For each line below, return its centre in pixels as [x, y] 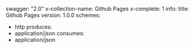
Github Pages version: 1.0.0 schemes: [53, 15]
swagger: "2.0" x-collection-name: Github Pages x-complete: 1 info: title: [97, 9]
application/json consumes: [49, 33]
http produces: [33, 27]
